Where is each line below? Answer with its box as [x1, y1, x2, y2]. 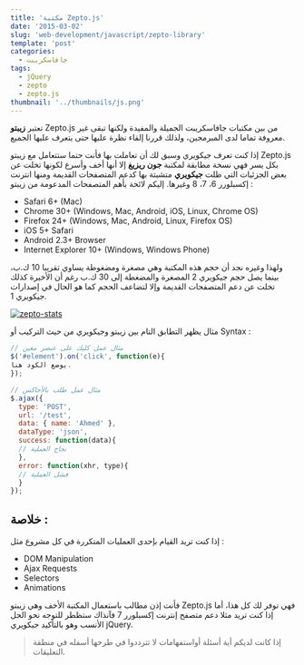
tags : [10, 64, 31, 73]
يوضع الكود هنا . [10, 360, 72, 370]
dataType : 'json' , [18, 427, 89, 436]
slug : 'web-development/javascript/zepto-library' [10, 30, 206, 39]
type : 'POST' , [18, 402, 72, 411]
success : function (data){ [18, 436, 117, 445]
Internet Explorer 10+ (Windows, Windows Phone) [23, 244, 211, 255]
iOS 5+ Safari [23, 225, 74, 236]
